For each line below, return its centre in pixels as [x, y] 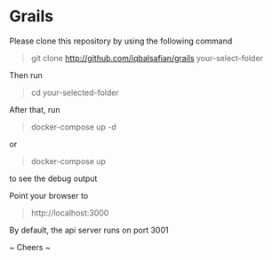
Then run [26, 75]
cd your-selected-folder [75, 92]
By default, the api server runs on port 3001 [89, 230]
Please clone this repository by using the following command [121, 41]
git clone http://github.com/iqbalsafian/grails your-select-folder [147, 58]
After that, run [35, 109]
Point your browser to [49, 195]
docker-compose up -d [74, 127]
